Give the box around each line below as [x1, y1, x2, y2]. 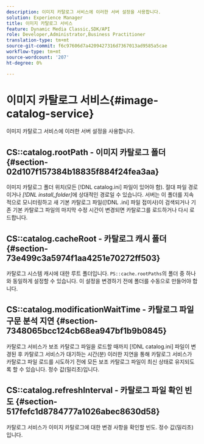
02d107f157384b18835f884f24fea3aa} [6, 166, 160, 177]
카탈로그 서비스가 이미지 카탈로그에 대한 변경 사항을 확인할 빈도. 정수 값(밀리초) [6, 423, 194, 431]
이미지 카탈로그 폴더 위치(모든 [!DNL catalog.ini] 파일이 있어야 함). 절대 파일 [6, 183, 187, 191]
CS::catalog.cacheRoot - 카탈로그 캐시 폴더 [6, 233, 167, 244]
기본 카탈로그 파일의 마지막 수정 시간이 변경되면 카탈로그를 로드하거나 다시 [12, 206, 189, 214]
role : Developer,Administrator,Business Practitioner [6, 32, 146, 38]
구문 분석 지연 [6, 316, 55, 326]
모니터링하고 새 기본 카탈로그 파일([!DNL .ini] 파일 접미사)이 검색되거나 [22, 199, 190, 206]
